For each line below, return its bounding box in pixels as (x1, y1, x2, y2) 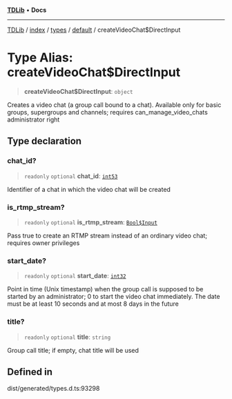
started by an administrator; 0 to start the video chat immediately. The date (7, 293, 220, 301)
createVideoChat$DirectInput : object (23, 87, 133, 95)
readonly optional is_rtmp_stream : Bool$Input (23, 217, 157, 226)
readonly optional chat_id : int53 (23, 172, 118, 180)
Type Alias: (7, 50, 74, 66)
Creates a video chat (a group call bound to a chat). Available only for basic (7, 100, 222, 109)
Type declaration (7, 135, 81, 147)
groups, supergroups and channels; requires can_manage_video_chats (7, 108, 209, 116)
